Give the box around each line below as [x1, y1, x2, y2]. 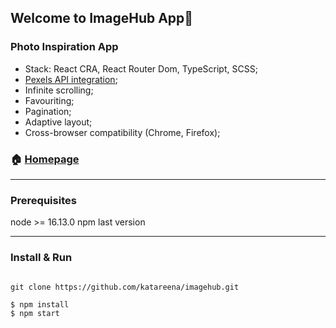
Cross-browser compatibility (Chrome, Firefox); [24, 126, 221, 138]
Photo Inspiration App [10, 40, 119, 54]
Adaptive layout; [24, 116, 93, 128]
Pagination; [24, 105, 72, 117]
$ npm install [10, 299, 70, 310]
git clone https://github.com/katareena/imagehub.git [10, 282, 240, 292]
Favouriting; [24, 94, 75, 106]
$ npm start [10, 308, 60, 318]
